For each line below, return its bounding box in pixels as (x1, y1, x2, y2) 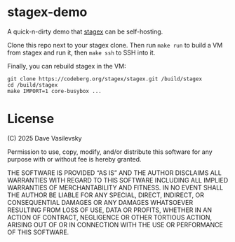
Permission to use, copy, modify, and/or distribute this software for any (7, 148, 213, 156)
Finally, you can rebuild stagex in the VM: (7, 62, 126, 70)
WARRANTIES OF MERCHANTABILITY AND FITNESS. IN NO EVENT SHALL (7, 183, 224, 192)
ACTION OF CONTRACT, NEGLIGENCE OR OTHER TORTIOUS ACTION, (7, 213, 213, 221)
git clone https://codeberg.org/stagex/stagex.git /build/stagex (7, 75, 202, 83)
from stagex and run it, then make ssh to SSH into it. (7, 48, 156, 57)
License (7, 111, 55, 127)
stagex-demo (7, 4, 88, 20)
